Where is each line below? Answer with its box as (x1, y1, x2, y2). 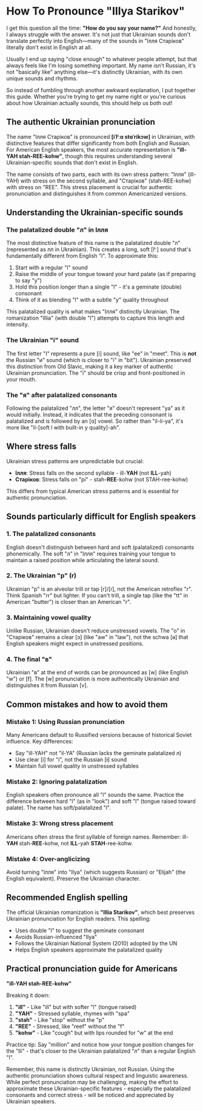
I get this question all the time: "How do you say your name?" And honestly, (6, 24, 197, 32)
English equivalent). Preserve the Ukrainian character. (6, 875, 141, 882)
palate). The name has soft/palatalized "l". (6, 804, 111, 811)
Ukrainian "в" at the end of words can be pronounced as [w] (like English (6, 669, 189, 676)
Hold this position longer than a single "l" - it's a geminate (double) (15, 283, 182, 290)
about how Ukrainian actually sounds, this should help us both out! (6, 99, 173, 107)
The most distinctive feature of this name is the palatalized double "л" (6, 240, 181, 247)
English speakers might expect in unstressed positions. (6, 640, 144, 647)
